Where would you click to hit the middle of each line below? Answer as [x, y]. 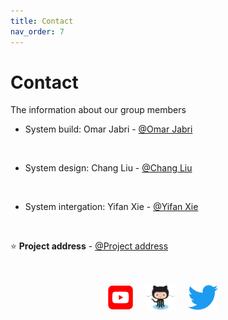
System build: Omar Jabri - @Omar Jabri [108, 129]
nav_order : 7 [37, 31]
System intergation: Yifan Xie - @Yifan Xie [111, 207]
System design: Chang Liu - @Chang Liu [108, 168]
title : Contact [42, 21]
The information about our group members [98, 110]
